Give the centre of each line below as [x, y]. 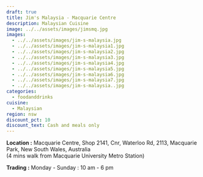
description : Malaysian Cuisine [47, 23]
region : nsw [21, 114]
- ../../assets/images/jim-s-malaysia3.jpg [68, 57]
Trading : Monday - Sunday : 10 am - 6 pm [60, 168]
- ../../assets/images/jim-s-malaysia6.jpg [68, 74]
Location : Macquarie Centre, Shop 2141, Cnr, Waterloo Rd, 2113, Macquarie [102, 143]
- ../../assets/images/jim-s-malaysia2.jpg [68, 52]
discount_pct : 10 [28, 120]
